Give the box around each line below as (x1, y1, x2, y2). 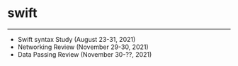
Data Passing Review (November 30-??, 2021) (17, 50, 152, 58)
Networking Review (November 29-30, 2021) (17, 43, 149, 51)
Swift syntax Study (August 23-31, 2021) (17, 35, 136, 43)
